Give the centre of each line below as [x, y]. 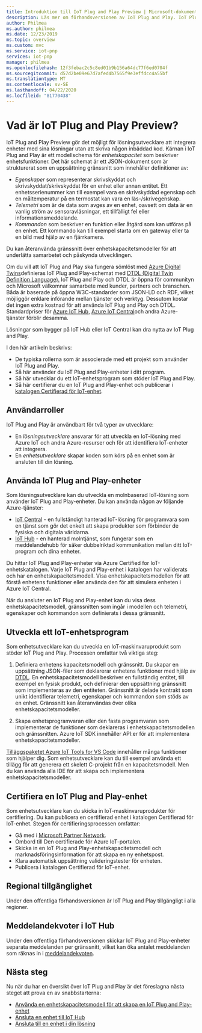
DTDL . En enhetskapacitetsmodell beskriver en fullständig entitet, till [99, 677]
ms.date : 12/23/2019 [32, 34]
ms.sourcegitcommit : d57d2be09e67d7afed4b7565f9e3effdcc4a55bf [87, 73]
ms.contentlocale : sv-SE [37, 85]
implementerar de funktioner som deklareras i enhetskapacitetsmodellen [105, 727]
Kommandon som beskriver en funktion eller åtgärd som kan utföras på [103, 224]
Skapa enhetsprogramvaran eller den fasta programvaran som [92, 721]
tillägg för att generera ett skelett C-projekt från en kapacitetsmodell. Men [98, 765]
